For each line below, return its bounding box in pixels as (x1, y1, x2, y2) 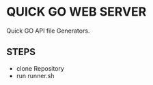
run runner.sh (16, 71, 55, 80)
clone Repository (16, 64, 64, 72)
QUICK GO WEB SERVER (6, 4, 147, 20)
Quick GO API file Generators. (6, 27, 90, 35)
